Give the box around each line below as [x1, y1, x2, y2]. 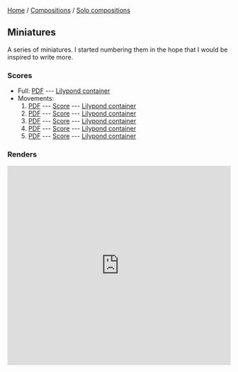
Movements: [17, 94, 55, 103]
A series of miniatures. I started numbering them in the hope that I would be [7, 45, 228, 54]
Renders [7, 150, 38, 159]
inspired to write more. [7, 52, 74, 61]
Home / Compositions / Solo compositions [7, 6, 131, 14]
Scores [7, 70, 33, 80]
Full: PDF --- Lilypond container [17, 86, 110, 95]
